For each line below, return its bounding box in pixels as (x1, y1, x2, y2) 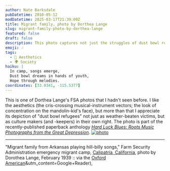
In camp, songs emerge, (10, 69, 60, 74)
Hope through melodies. (10, 78, 60, 83)
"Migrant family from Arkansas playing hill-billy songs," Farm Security (5, 144, 151, 150)
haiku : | (5, 64, 24, 69)
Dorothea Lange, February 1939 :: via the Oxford (5, 154, 106, 160)
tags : (5, 50, 17, 55)
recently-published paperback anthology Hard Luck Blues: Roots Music (5, 124, 154, 130)
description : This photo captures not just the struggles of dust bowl (5, 41, 159, 46)
